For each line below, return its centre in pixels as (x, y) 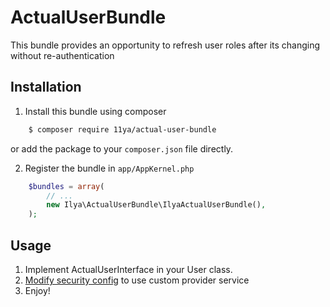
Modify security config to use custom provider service (137, 280)
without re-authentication (62, 55)
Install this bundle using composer (95, 111)
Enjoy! (37, 290)
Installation (46, 87)
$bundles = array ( (66, 186)
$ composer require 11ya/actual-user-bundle (122, 129)
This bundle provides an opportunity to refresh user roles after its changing (165, 45)
